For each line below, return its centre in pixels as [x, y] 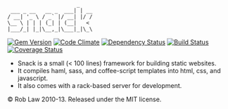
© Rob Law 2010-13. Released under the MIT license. [84, 99]
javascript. [32, 78]
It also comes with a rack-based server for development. [100, 85]
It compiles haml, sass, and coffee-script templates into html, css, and [119, 71]
